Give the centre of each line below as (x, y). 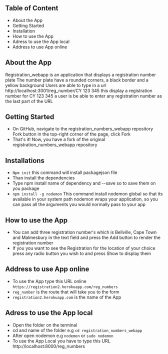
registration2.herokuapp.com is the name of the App (67, 297)
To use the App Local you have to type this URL (61, 341)
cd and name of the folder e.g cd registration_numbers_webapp (77, 330)
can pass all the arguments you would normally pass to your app (79, 204)
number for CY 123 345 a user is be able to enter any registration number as (84, 96)
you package (26, 188)
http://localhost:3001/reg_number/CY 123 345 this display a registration (79, 90)
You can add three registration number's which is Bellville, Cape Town (84, 232)
